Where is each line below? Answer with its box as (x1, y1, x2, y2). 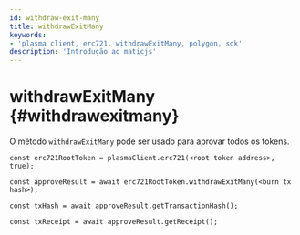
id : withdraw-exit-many (9, 13, 100, 23)
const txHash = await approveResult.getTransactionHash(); (9, 201, 239, 210)
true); (9, 161, 35, 171)
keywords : (9, 30, 47, 39)
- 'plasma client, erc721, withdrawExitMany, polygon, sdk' (9, 38, 243, 48)
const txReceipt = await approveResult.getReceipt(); (9, 218, 219, 227)
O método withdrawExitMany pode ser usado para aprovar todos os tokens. (9, 136, 290, 147)
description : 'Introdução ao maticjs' (9, 47, 157, 56)
